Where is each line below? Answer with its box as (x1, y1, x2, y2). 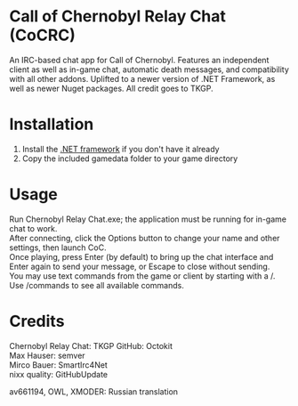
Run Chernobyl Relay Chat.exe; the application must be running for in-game (9, 214, 287, 224)
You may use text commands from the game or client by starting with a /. (9, 270, 276, 281)
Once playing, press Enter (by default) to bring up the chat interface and (9, 251, 274, 262)
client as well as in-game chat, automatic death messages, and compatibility (9, 64, 289, 75)
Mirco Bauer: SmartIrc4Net (9, 359, 109, 370)
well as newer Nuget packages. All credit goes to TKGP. (9, 83, 213, 93)
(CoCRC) (9, 25, 76, 45)
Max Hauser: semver (9, 350, 86, 361)
